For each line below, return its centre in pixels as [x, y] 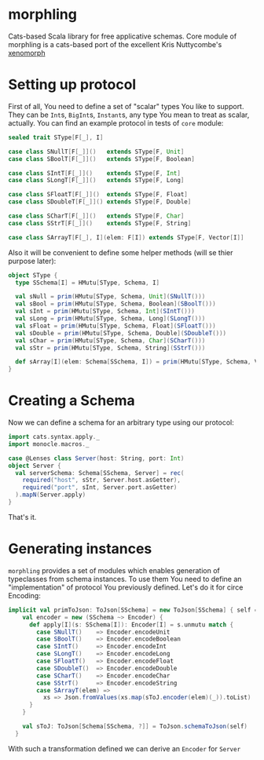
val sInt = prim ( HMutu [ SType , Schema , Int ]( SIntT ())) [105, 312]
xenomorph [27, 53]
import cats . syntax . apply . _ [54, 437]
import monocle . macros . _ [49, 444]
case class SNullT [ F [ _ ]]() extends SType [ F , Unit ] [96, 152]
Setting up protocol [72, 85]
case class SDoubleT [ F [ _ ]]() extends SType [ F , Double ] [100, 202]
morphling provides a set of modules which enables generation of [114, 570]
